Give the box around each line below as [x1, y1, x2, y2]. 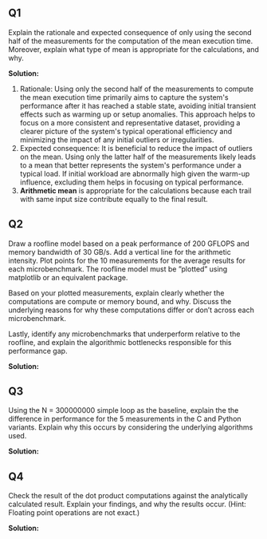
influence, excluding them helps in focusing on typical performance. [19, 177, 245, 187]
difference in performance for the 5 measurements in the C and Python [8, 414, 241, 424]
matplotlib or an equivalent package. [8, 272, 128, 282]
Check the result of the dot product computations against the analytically [8, 491, 249, 501]
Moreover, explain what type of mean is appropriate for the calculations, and [8, 44, 259, 54]
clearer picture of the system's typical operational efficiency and [19, 126, 233, 136]
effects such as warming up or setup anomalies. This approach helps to [19, 109, 256, 119]
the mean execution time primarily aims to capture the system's [19, 92, 229, 102]
